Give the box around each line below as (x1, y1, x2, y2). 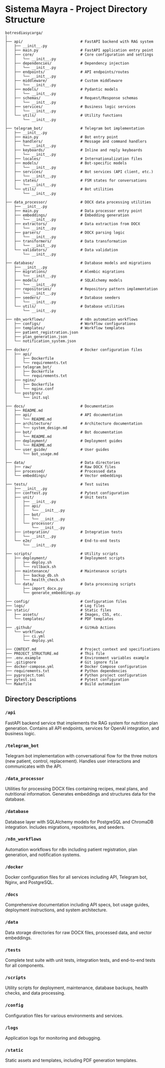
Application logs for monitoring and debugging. (5, 1035, 101, 1041)
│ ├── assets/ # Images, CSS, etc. (5, 612, 123, 617)
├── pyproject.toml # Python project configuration (5, 673, 147, 678)
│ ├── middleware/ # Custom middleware (5, 78, 123, 83)
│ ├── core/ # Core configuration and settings (5, 52, 154, 57)
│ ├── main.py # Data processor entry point (5, 208, 142, 213)
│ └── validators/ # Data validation (5, 247, 119, 252)
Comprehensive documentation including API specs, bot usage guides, (5, 902, 150, 908)
